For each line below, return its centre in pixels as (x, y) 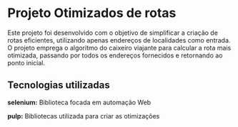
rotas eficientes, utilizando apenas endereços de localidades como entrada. (119, 40)
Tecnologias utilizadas (59, 85)
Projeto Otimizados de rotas (92, 13)
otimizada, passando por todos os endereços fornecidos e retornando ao (115, 55)
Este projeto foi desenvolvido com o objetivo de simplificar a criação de (113, 33)
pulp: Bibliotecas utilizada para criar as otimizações (84, 116)
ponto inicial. (26, 62)
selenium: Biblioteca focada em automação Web (79, 102)
